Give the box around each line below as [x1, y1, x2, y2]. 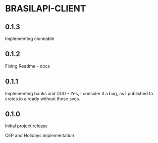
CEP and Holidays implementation [5, 133, 74, 139]
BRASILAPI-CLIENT [5, 3, 86, 14]
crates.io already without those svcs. [5, 96, 80, 102]
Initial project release [5, 123, 48, 129]
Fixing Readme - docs [5, 63, 51, 69]
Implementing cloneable [5, 36, 54, 41]
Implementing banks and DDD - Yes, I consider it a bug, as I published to [5, 90, 154, 96]
